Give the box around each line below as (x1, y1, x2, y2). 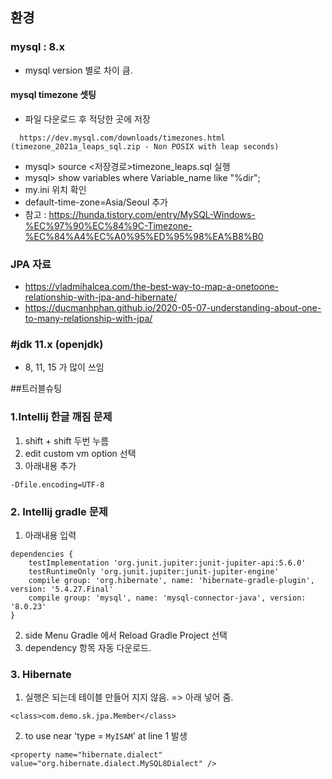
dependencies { (10, 549, 74, 560)
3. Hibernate (10, 668, 72, 681)
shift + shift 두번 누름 (24, 434, 110, 447)
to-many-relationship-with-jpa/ (24, 313, 153, 325)
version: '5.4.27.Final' (10, 584, 114, 595)
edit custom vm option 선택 (24, 447, 137, 459)
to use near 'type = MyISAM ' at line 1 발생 (24, 730, 188, 742)
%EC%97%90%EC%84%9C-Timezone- (24, 219, 193, 232)
